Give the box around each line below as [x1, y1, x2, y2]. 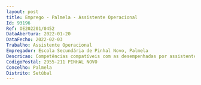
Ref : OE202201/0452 [6, 25, 55, 32]
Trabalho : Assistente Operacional [6, 42, 93, 48]
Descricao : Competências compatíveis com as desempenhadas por [6, 53, 167, 59]
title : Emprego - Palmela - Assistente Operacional [6, 14, 138, 20]
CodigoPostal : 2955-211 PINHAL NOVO [6, 59, 98, 65]
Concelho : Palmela [6, 64, 52, 71]
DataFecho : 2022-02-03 [6, 37, 63, 42]
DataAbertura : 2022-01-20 [6, 31, 71, 37]
